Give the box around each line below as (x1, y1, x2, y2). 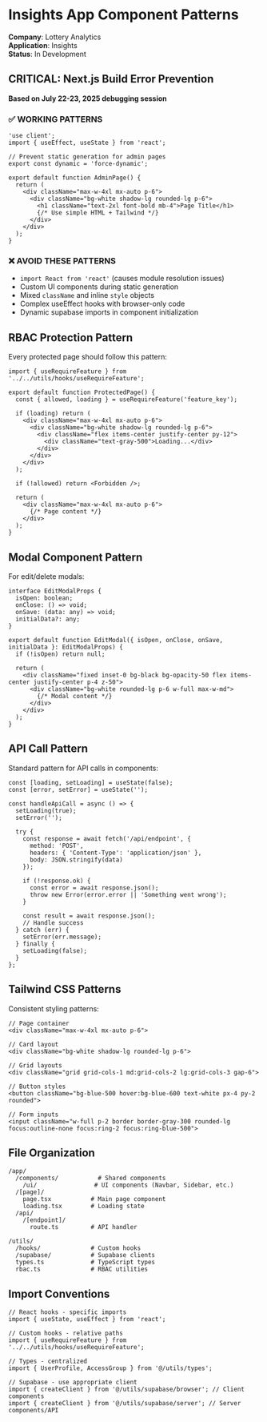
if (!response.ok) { (22, 877, 91, 885)
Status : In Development (8, 49, 86, 58)
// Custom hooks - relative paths (8, 1329, 124, 1338)
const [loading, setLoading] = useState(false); (8, 778, 173, 786)
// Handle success (22, 918, 84, 926)
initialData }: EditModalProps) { (8, 643, 124, 651)
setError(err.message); (22, 933, 102, 941)
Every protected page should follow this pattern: (8, 352, 168, 362)
